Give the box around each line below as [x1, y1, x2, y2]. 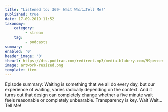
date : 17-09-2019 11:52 [5, 16, 55, 21]
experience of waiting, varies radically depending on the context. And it [5, 87, 152, 92]
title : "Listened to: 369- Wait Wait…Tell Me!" [5, 7, 106, 12]
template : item [5, 68, 37, 73]
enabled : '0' [5, 49, 32, 54]
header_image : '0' [5, 53, 43, 59]
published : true [5, 12, 39, 17]
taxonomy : [5, 21, 26, 26]
